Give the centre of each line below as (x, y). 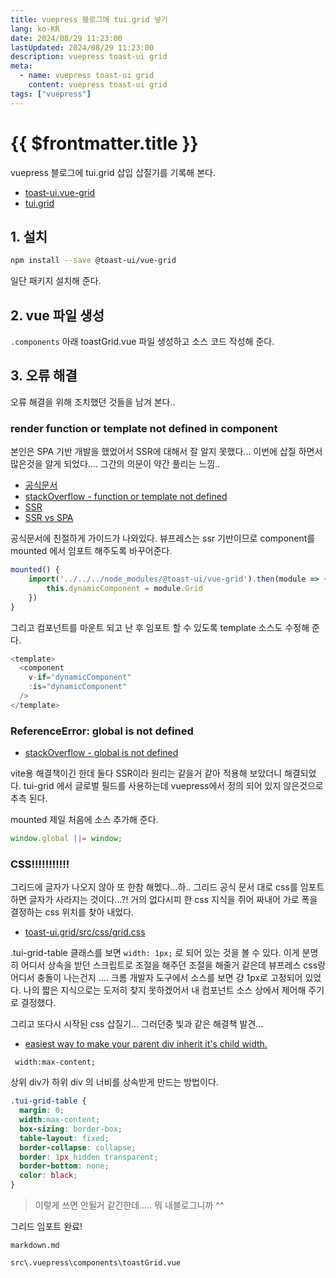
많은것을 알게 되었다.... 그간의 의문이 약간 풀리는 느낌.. (115, 464)
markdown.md (35, 1246)
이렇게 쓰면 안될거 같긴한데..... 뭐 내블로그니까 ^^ (129, 1205)
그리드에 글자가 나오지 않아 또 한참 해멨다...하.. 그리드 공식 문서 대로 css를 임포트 (167, 887)
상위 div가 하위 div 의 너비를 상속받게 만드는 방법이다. (114, 1082)
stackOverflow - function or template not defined (126, 497)
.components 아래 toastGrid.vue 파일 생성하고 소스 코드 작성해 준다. (142, 342)
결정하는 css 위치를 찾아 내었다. (72, 912)
